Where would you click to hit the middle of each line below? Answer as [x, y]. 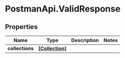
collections [21, 48]
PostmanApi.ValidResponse [63, 9]
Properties [21, 27]
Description [85, 40]
